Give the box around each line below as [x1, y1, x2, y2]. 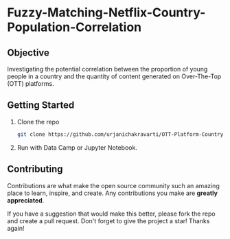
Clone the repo [16, 117, 60, 126]
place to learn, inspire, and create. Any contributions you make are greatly [7, 189, 218, 197]
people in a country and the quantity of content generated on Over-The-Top [7, 72, 222, 80]
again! [7, 224, 25, 232]
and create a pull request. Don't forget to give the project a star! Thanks [7, 216, 210, 225]
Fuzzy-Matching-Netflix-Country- [7, 5, 206, 21]
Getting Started [7, 100, 75, 111]
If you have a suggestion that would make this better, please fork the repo [7, 209, 216, 218]
